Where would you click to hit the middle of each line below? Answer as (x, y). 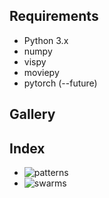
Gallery (32, 114)
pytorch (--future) (60, 83)
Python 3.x (46, 40)
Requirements (54, 16)
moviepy (41, 72)
